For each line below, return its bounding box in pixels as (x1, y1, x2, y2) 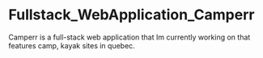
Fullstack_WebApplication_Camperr (8, 6, 255, 24)
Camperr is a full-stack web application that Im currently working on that (8, 32, 251, 42)
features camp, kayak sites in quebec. (8, 40, 135, 50)
